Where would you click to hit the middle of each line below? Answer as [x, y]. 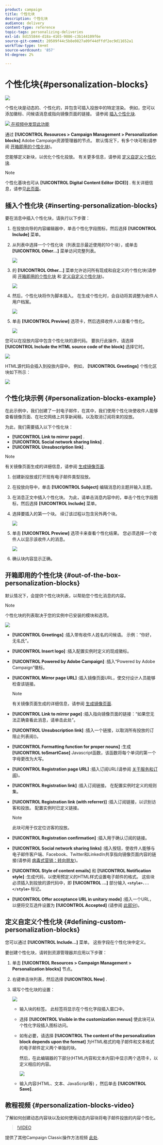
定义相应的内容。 [36, 1064]
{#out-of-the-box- [92, 575]
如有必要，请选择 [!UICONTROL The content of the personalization [87, 1035]
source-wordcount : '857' [30, 50]
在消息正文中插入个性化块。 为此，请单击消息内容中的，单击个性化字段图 [85, 497]
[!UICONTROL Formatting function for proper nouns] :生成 [71, 746]
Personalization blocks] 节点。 [43, 969]
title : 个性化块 [20, 14]
